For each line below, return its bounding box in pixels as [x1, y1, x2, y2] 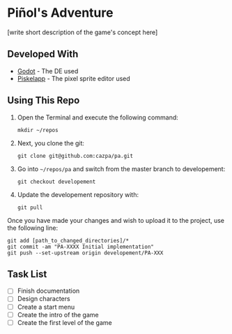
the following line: [7, 224, 58, 232]
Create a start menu [17, 303, 75, 311]
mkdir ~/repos [17, 126, 59, 133]
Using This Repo [7, 94, 80, 106]
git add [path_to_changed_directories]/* [7, 237, 130, 244]
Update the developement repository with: [17, 190, 139, 198]
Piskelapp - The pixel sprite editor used [17, 74, 130, 82]
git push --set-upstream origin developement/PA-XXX [7, 249, 164, 256]
